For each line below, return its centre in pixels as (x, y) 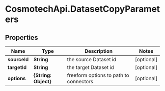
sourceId (18, 59)
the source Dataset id (92, 59)
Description (99, 51)
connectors (80, 81)
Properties (22, 37)
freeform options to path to (98, 75)
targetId (17, 67)
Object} (42, 81)
